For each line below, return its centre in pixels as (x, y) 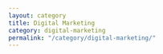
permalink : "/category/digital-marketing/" (82, 38)
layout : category (37, 15)
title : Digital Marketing (51, 23)
